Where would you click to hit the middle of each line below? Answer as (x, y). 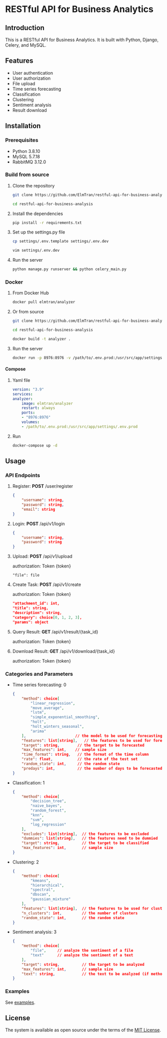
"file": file (26, 575)
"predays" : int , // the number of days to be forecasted (92, 768)
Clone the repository (33, 185)
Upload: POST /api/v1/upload (42, 556)
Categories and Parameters (39, 674)
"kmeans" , (41, 881)
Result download (30, 110)
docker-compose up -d (35, 445)
